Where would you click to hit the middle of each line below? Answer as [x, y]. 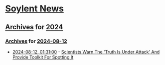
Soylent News [34, 9]
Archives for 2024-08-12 [36, 41]
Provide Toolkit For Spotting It [43, 57]
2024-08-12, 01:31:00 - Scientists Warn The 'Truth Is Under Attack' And [86, 52]
